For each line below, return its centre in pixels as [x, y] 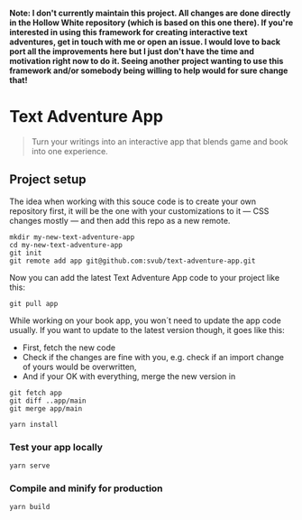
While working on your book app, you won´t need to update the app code [145, 320]
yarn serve [30, 466]
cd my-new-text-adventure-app [66, 245]
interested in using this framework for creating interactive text [128, 32]
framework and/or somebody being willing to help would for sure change [149, 70]
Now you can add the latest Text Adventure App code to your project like [145, 277]
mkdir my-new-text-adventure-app [72, 237]
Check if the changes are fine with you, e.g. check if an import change [153, 357]
